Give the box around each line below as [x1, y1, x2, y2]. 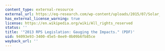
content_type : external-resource [5, 7, 74, 12]
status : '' [5, 25, 27, 30]
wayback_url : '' [5, 39, 38, 44]
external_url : [5, 12, 34, 17]
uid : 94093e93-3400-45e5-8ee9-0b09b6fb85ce [5, 34, 96, 39]
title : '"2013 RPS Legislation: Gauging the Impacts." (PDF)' [5, 30, 135, 34]
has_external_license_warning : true [5, 16, 80, 21]
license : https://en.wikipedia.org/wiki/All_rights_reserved [5, 20, 133, 26]
